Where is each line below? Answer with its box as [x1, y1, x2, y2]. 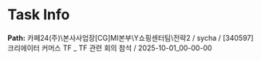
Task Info [7, 6, 70, 24]
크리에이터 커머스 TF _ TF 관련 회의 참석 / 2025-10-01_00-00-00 [7, 42, 212, 53]
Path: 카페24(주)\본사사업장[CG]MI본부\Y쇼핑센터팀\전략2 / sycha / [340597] [7, 33, 254, 42]
